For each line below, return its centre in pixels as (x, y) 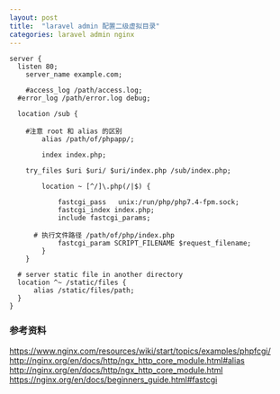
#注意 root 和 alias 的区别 (74, 131)
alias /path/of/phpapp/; (88, 139)
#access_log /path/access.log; (84, 91)
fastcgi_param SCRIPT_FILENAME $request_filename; (154, 244)
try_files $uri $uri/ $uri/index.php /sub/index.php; (128, 171)
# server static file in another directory (100, 275)
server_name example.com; (74, 75)
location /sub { (48, 114)
